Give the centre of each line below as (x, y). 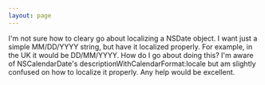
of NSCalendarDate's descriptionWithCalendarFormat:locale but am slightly (132, 64)
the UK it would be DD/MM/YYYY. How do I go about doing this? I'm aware (131, 55)
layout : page (30, 15)
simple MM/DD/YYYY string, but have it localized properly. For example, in (131, 46)
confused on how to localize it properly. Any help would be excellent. (122, 71)
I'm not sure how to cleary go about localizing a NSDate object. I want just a (133, 38)
